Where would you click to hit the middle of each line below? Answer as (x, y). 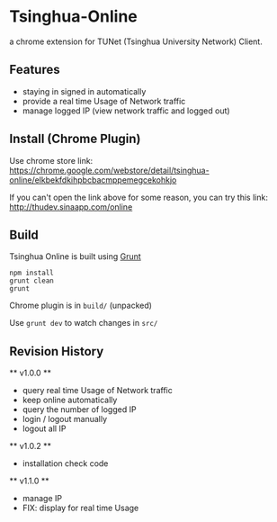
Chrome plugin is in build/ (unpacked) (81, 306)
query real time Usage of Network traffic (97, 391)
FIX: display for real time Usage (80, 508)
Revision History (57, 351)
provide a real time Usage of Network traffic (104, 101)
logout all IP (44, 428)
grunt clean (31, 281)
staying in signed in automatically (84, 91)
